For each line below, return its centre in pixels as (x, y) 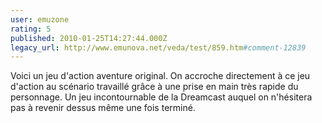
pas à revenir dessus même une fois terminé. (103, 108)
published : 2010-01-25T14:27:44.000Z (89, 38)
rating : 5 (31, 29)
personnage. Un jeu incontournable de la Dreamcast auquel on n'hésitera (161, 97)
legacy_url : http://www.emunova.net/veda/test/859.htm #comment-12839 (158, 47)
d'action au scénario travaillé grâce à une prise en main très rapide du (154, 87)
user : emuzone (40, 19)
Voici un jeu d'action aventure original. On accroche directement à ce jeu (160, 76)
